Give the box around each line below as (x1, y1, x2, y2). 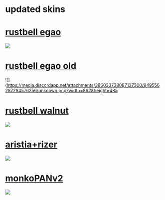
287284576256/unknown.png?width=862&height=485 (5, 88, 118, 94)
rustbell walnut (5, 105, 69, 116)
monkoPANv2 (5, 173, 63, 184)
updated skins (5, 4, 66, 15)
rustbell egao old (5, 60, 76, 72)
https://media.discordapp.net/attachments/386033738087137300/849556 (6, 82, 160, 88)
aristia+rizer (5, 139, 57, 150)
